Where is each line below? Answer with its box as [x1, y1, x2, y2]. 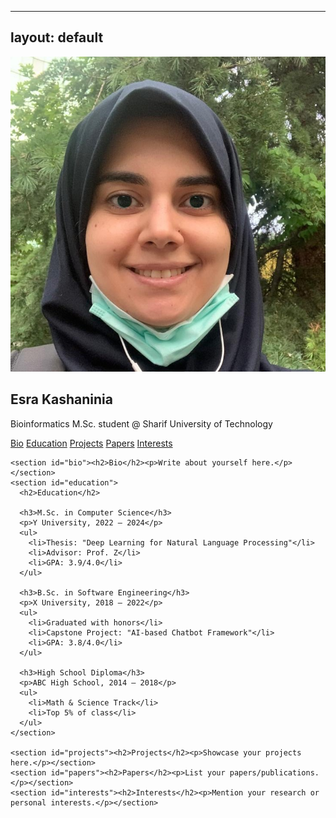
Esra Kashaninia [10, 391, 113, 408]
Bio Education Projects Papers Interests [10, 437, 173, 449]
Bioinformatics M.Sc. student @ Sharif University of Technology [10, 417, 273, 430]
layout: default [10, 29, 104, 46]
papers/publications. [229, 767, 320, 778]
